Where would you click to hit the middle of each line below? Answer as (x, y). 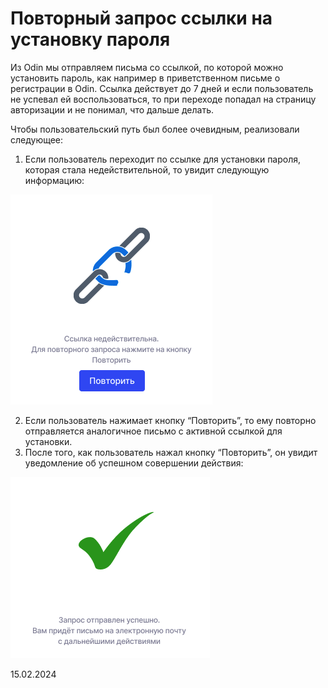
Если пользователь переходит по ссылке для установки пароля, (163, 159)
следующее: (37, 139)
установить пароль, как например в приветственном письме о (145, 78)
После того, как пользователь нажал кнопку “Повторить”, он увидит (171, 452)
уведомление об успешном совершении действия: (134, 463)
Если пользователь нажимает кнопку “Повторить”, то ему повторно (170, 420)
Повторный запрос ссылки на (141, 18)
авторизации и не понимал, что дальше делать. (112, 109)
